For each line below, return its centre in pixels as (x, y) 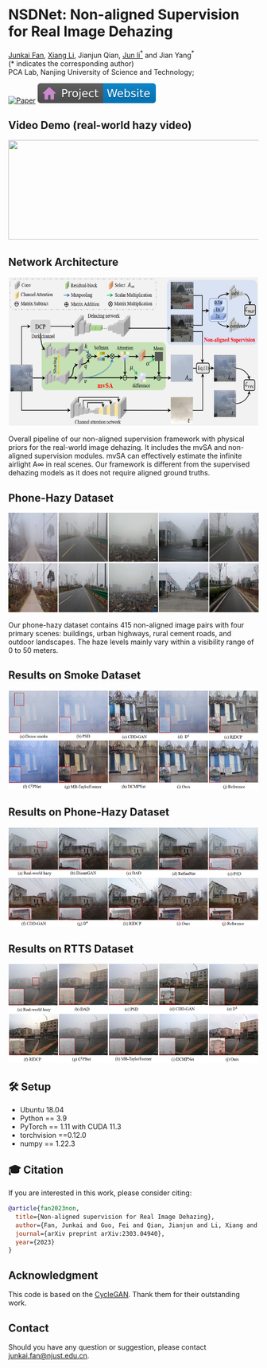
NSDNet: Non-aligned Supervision (124, 15)
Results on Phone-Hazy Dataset (89, 813)
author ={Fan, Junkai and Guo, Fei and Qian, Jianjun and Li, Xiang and (137, 1225)
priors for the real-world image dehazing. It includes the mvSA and (117, 448)
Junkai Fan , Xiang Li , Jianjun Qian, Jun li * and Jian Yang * (101, 54)
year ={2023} (35, 1242)
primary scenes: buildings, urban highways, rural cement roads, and (120, 634)
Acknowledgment (53, 1275)
